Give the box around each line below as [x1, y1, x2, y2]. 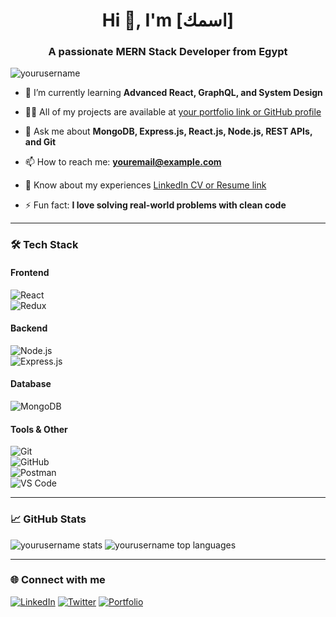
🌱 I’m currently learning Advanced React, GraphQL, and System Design [24, 87, 323, 99]
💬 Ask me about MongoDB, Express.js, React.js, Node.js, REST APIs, [24, 125, 313, 138]
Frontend [10, 267, 50, 278]
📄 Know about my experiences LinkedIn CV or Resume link [24, 179, 267, 191]
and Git [24, 136, 57, 148]
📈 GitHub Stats [10, 512, 87, 526]
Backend [10, 322, 48, 334]
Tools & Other [10, 423, 68, 435]
